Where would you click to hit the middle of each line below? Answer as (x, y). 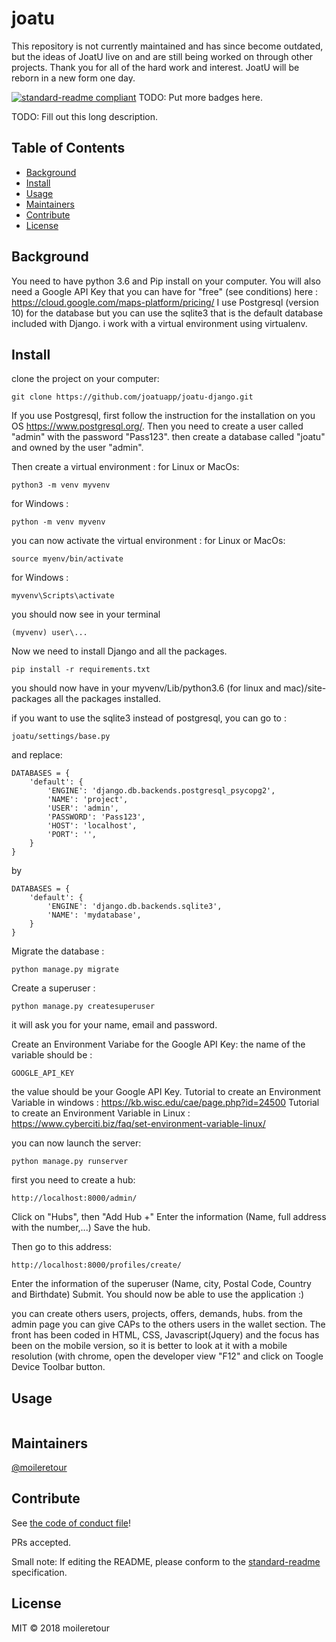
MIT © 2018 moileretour (60, 1628)
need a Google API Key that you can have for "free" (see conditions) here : (165, 291)
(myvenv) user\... (49, 633)
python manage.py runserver (70, 1162)
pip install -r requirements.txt (81, 670)
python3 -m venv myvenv (61, 485)
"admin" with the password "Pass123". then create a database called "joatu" (168, 437)
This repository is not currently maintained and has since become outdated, (167, 46)
